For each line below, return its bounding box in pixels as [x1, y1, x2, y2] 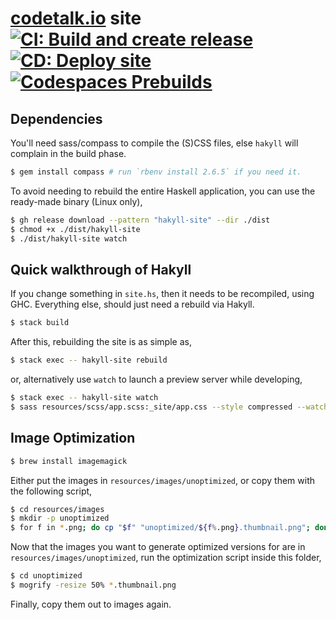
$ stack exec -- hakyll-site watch [10, 393, 159, 403]
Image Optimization [10, 430, 136, 447]
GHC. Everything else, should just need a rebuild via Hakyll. [10, 298, 255, 311]
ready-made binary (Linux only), [10, 195, 143, 207]
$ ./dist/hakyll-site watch [10, 233, 128, 244]
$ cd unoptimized [10, 571, 83, 581]
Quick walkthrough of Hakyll [10, 261, 192, 278]
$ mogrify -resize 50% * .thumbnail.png [10, 580, 177, 590]
